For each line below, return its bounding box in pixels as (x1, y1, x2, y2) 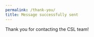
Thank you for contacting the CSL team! (5, 26, 89, 32)
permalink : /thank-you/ (5, 7, 56, 13)
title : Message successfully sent (5, 12, 79, 17)
